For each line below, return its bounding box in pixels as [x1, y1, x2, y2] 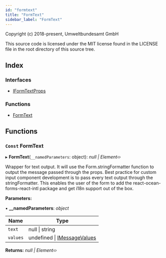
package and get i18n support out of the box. [40, 186, 134, 192]
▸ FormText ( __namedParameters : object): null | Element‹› [5, 154, 121, 160]
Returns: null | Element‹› [5, 247, 57, 253]
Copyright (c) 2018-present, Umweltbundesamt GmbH [5, 31, 119, 37]
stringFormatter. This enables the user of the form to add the [5, 180, 132, 186]
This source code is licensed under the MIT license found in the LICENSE [5, 41, 158, 47]
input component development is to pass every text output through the [5, 174, 153, 181]
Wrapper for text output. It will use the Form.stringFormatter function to [5, 164, 154, 170]
